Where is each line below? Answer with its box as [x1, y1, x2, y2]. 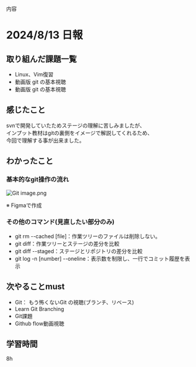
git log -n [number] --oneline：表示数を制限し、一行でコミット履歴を [14, 255, 185, 262]
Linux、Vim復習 [14, 71, 54, 78]
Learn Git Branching [14, 305, 64, 312]
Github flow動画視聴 [14, 320, 64, 327]
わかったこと [6, 156, 54, 166]
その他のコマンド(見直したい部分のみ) [6, 218, 115, 226]
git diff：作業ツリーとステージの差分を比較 [14, 240, 120, 247]
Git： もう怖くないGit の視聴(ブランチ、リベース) [14, 298, 134, 306]
